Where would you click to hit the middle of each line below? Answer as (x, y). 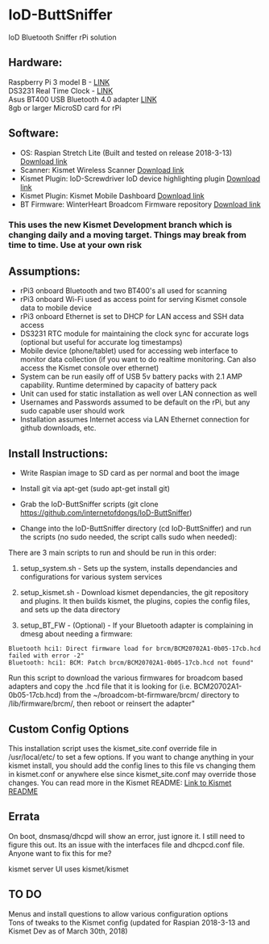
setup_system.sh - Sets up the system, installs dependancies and (128, 568)
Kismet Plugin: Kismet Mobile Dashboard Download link (112, 195)
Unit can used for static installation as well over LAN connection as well (139, 394)
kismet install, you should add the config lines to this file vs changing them (132, 766)
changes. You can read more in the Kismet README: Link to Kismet (120, 782)
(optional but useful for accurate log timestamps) (101, 342)
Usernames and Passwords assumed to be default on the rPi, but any (135, 402)
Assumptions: (44, 271)
